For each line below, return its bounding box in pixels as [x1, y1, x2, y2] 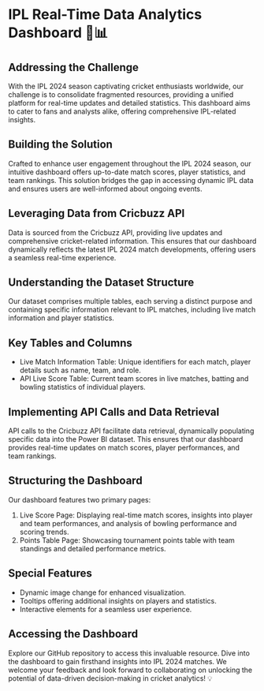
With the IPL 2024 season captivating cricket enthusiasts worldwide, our [8, 81, 244, 91]
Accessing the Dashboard [8, 627, 139, 641]
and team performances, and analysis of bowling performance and [19, 518, 237, 528]
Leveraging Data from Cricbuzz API [8, 207, 185, 220]
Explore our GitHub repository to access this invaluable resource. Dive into [8, 648, 251, 658]
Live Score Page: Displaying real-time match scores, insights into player [19, 510, 254, 520]
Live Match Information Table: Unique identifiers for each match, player [19, 357, 251, 367]
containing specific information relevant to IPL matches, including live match [8, 305, 256, 315]
